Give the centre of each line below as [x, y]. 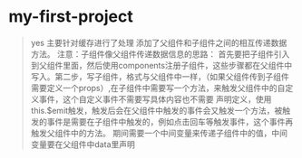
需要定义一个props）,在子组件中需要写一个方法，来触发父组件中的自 [158, 88]
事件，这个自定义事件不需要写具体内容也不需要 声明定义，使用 [155, 99]
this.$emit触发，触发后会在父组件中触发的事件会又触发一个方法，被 [156, 110]
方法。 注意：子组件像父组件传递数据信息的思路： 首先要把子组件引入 [160, 54]
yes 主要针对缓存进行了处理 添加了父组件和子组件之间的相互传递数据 [159, 42]
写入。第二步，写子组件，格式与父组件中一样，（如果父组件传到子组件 [160, 76]
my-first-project [71, 17]
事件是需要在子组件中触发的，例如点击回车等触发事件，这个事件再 [170, 121]
